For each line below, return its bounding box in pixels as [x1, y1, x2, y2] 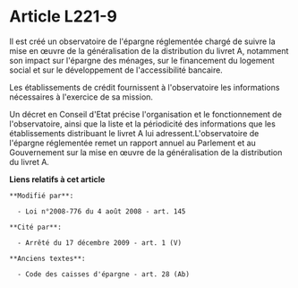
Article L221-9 [9, 6, 118, 27]
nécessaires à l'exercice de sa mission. [9, 92, 154, 102]
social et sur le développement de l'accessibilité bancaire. [9, 65, 224, 75]
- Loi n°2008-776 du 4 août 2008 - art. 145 [17, 206, 186, 216]
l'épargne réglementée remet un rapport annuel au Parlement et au [9, 137, 257, 148]
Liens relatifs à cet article [9, 173, 106, 185]
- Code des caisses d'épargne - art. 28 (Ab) [17, 269, 191, 279]
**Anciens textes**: [9, 254, 87, 263]
